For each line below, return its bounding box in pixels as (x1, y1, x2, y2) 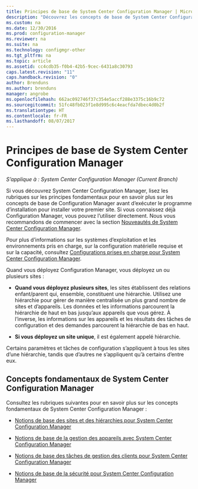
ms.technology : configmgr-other (6, 47, 85, 53)
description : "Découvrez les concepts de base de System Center (6, 14, 167, 20)
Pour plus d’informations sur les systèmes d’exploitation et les (6, 237, 156, 244)
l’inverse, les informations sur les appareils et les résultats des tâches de (14, 316, 192, 323)
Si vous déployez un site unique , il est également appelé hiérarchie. (14, 333, 181, 340)
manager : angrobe (6, 91, 49, 97)
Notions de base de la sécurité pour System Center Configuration (14, 470, 174, 477)
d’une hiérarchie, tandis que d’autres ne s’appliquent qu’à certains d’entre (6, 351, 184, 358)
